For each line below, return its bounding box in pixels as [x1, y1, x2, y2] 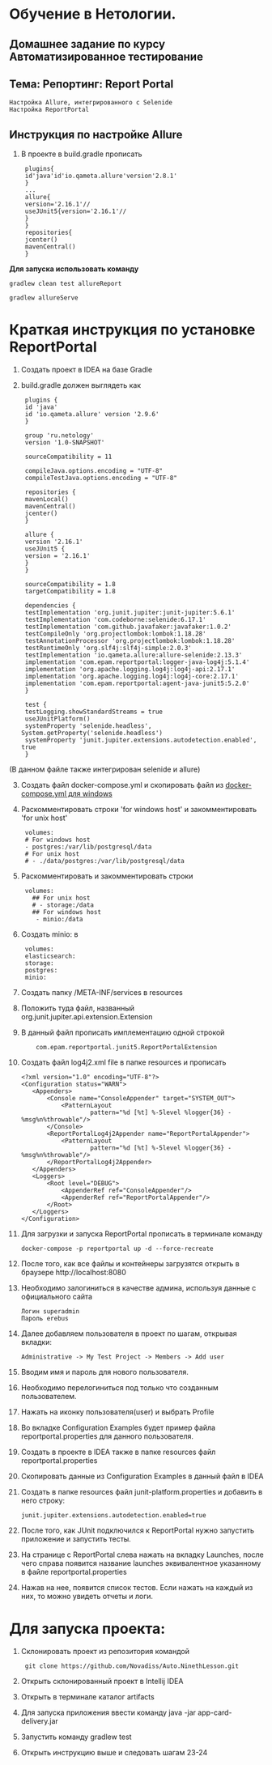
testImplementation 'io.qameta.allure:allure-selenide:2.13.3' [24, 651, 243, 660]
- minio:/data [36, 916, 83, 924]
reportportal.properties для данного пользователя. [20, 1431, 193, 1441]
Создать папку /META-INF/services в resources [20, 988, 183, 997]
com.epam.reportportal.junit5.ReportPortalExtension [36, 1044, 218, 1052]
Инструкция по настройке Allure [9, 127, 183, 142]
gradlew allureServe [9, 294, 79, 302]
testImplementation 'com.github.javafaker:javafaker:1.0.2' [24, 623, 232, 632]
